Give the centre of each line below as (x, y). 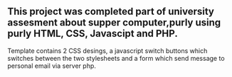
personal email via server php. (52, 66)
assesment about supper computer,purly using (114, 23)
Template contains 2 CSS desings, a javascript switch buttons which (107, 51)
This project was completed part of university (111, 12)
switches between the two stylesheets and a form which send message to (116, 58)
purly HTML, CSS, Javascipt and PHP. (93, 34)
